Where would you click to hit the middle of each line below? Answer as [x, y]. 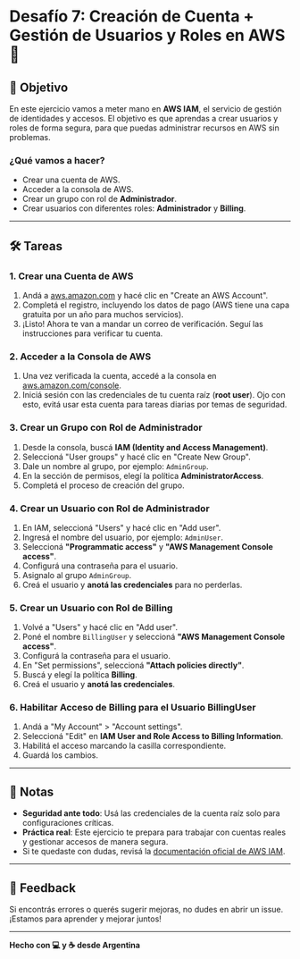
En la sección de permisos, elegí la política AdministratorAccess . [143, 475]
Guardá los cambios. [60, 755]
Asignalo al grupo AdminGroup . [77, 575]
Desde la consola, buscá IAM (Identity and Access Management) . [145, 447]
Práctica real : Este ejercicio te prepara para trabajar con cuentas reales [154, 832]
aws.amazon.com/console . [72, 385]
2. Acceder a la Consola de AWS [80, 357]
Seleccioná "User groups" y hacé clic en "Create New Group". [137, 457]
